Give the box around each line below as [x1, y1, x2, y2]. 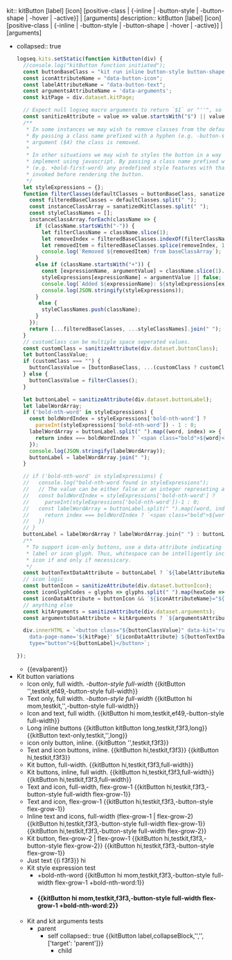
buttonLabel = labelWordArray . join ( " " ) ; [29, 454, 150, 461]
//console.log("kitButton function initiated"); [23, 62, 166, 69]
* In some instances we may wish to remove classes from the [26, 125, 206, 133]
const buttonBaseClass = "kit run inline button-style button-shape [23, 68, 225, 75]
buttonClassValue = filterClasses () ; [29, 377, 139, 384]
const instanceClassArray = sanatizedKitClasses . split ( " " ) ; [29, 203, 209, 211]
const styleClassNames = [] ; [29, 210, 114, 217]
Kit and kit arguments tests [26, 917, 104, 925]
